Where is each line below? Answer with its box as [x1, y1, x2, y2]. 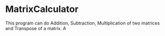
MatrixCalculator [5, 3, 79, 15]
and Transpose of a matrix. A [5, 25, 66, 31]
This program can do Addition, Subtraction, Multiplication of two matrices [5, 20, 160, 26]
